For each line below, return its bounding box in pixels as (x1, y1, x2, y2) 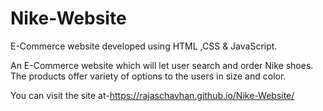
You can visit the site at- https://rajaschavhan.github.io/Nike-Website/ (10, 89, 295, 101)
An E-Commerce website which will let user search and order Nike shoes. (10, 59, 314, 71)
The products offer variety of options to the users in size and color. (10, 70, 287, 82)
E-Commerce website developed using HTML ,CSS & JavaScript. (10, 40, 278, 52)
